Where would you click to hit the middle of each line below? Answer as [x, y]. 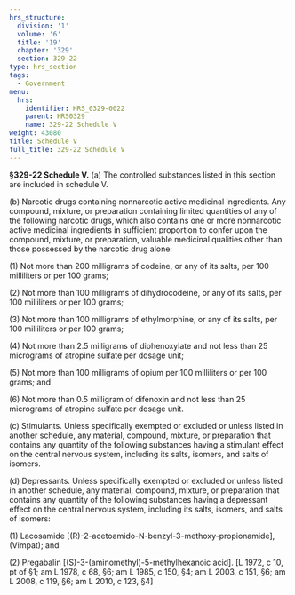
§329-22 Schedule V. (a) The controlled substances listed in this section [143, 175]
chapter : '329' [45, 51]
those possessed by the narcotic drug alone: [91, 249]
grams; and [30, 382]
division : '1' [43, 26]
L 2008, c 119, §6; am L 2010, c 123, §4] [81, 581]
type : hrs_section [43, 67]
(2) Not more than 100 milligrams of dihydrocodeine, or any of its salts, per [146, 292]
